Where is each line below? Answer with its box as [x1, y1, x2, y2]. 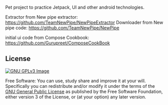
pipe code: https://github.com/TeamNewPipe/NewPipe [5, 25, 120, 31]
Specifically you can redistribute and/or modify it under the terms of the [5, 83, 155, 89]
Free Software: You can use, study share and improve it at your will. [5, 78, 146, 84]
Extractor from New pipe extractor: [5, 14, 78, 20]
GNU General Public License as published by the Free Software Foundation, [5, 88, 163, 94]
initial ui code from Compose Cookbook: [5, 35, 90, 40]
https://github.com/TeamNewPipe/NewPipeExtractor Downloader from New [5, 20, 163, 25]
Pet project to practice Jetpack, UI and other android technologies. [5, 5, 145, 10]
